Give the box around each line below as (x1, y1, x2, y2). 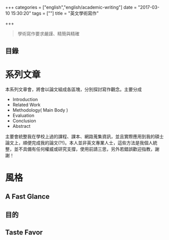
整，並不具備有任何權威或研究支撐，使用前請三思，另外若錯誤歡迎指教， (5, 146, 155, 152)
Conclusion (12, 118, 36, 124)
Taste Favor (5, 228, 43, 236)
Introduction (12, 97, 38, 103)
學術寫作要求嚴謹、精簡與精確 (17, 31, 79, 37)
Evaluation (12, 113, 35, 119)
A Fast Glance (5, 192, 50, 201)
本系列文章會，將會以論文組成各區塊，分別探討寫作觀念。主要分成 (5, 87, 142, 93)
